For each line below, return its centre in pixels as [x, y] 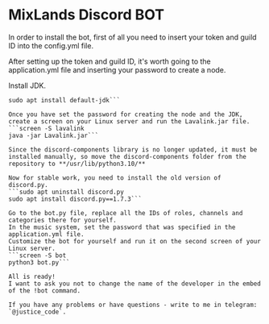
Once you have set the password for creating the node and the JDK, [126, 114]
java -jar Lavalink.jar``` [54, 135]
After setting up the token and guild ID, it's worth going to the [110, 61]
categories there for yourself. [62, 220]
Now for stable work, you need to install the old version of [115, 178]
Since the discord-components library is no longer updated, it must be [133, 150]
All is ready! [32, 276]
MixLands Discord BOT [87, 15]
